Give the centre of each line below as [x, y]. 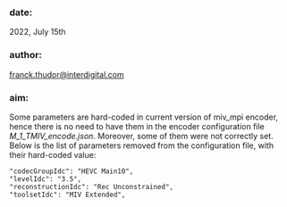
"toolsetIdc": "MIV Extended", [68, 195]
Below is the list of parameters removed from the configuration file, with [142, 145]
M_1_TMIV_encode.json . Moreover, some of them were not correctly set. [142, 136]
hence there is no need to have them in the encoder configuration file [137, 126]
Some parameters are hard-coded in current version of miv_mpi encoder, [144, 117]
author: [26, 55]
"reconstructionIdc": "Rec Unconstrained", [92, 186]
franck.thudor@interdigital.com [67, 74]
